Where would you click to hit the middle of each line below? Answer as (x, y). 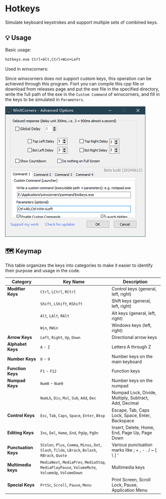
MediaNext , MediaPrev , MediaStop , (73, 462)
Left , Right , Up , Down (60, 337)
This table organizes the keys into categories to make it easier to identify (79, 265)
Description (135, 282)
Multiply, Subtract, (130, 398)
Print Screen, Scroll (131, 479)
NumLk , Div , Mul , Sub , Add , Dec (68, 398)
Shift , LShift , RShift (62, 303)
